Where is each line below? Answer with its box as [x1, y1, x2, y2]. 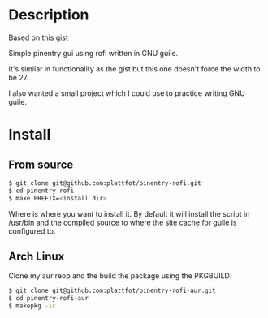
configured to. [8, 226, 56, 236]
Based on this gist [8, 32, 69, 42]
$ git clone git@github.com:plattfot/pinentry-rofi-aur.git [8, 286, 217, 295]
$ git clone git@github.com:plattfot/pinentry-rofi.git [8, 178, 201, 187]
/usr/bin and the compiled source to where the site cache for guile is [8, 217, 237, 227]
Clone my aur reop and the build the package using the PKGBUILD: [8, 271, 232, 281]
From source [8, 157, 74, 171]
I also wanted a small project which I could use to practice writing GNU [8, 88, 245, 98]
